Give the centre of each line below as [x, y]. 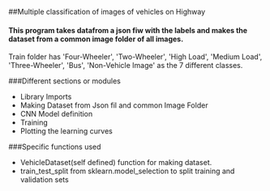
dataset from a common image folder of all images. [96, 39]
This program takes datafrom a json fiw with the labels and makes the [128, 30]
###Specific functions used [55, 147]
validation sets [44, 180]
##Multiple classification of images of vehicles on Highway [107, 12]
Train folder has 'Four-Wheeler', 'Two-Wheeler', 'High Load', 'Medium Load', [135, 57]
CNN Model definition [56, 114]
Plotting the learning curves [66, 131]
